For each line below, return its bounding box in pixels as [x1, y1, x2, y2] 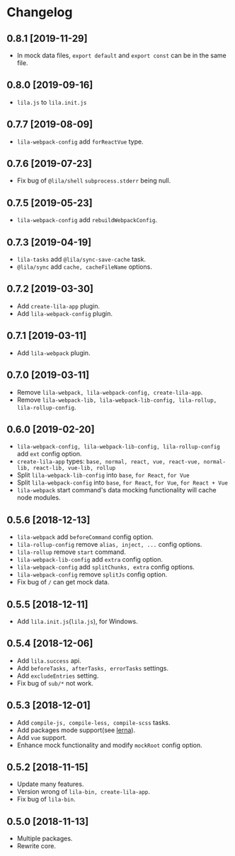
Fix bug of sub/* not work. [16, 678, 93, 687]
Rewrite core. [16, 842, 56, 850]
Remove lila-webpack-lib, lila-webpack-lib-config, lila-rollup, [16, 395, 217, 404]
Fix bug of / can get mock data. [16, 578, 110, 586]
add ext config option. [16, 450, 82, 458]
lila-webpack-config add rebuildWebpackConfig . [16, 216, 157, 224]
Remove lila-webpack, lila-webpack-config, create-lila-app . [16, 388, 203, 396]
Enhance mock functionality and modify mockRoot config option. [16, 741, 202, 749]
